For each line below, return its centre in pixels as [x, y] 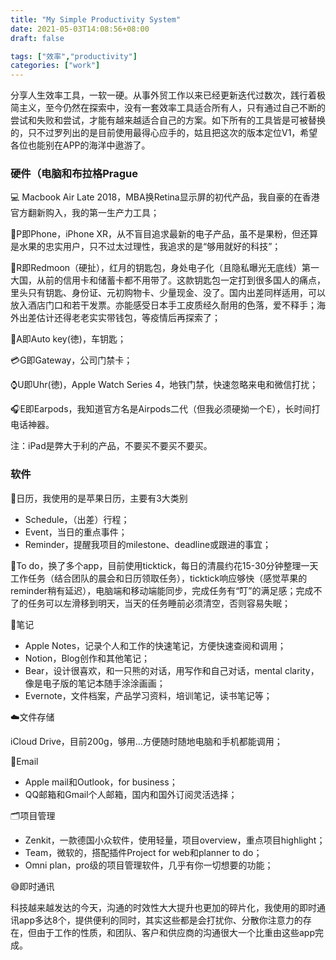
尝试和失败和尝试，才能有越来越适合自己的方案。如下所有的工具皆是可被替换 [168, 120]
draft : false [37, 38]
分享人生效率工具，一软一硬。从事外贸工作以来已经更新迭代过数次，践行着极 [168, 95]
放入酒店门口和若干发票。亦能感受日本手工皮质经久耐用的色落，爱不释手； [163, 305]
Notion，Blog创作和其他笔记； [87, 658]
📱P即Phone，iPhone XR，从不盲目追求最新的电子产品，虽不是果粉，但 [156, 234]
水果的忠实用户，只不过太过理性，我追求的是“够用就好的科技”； [150, 247]
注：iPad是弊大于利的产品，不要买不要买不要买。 [111, 446]
